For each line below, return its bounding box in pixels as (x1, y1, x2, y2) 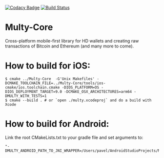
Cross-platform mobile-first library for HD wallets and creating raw (5, 38, 139, 44)
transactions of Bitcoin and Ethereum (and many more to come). (5, 43, 134, 49)
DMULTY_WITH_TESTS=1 (5, 93, 47, 98)
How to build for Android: (5, 118, 109, 130)
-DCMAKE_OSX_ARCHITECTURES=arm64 (64, 89, 132, 94)
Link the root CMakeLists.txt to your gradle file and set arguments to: (5, 135, 143, 140)
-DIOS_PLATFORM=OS (61, 85, 99, 90)
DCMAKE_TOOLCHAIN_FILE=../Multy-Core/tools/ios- (5, 81, 106, 86)
